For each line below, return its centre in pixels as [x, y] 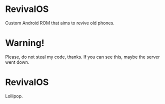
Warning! [25, 43]
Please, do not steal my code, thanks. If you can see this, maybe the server [82, 57]
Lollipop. [14, 96]
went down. [17, 62]
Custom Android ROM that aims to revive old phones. [60, 23]
